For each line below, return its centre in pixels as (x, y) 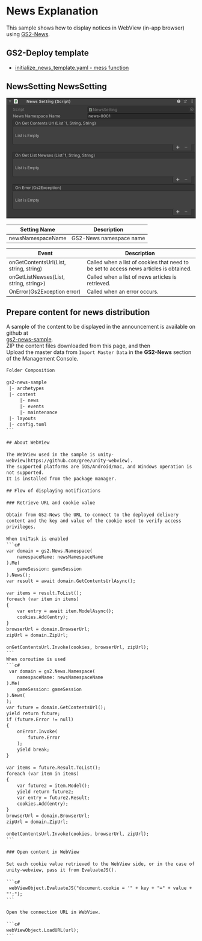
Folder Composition (31, 371)
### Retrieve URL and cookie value (51, 503)
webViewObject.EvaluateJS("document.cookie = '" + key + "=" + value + (100, 888)
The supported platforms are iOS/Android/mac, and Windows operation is (99, 467)
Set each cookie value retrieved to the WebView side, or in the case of (101, 864)
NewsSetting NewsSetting (57, 86)
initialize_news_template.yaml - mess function (72, 67)
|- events (32, 407)
